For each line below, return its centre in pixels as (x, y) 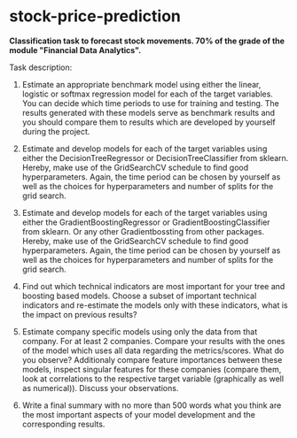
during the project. (56, 131)
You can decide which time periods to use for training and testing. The (150, 103)
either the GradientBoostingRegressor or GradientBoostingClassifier (146, 222)
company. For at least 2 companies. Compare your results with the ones (153, 341)
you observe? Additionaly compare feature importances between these (152, 359)
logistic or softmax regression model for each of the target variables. (147, 94)
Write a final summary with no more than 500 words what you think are (152, 405)
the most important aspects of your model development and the (138, 414)
